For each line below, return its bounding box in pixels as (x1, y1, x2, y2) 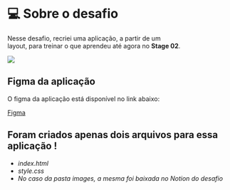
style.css (17, 167, 45, 175)
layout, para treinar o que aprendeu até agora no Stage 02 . (7, 41, 181, 50)
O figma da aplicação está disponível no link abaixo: (7, 94, 160, 103)
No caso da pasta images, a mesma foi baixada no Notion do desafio (17, 174, 223, 182)
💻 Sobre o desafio (7, 6, 119, 22)
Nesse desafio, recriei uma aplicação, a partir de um (7, 33, 162, 43)
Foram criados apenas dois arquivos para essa (7, 129, 219, 141)
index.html (17, 159, 48, 167)
